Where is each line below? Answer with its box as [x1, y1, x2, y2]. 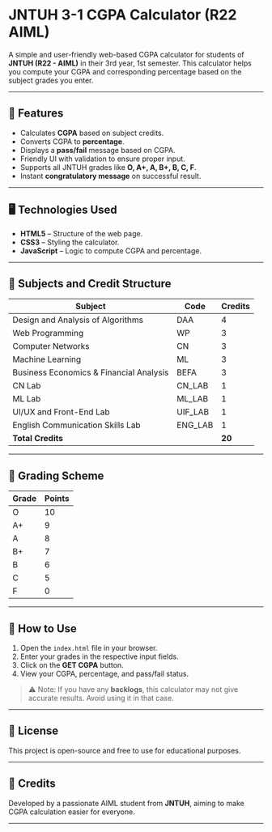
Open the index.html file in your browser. [19, 643, 158, 652]
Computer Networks [12, 341, 91, 352]
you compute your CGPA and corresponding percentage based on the [8, 66, 242, 76]
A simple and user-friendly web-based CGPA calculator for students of [8, 49, 244, 59]
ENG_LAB [176, 419, 214, 431]
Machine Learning [12, 354, 82, 365]
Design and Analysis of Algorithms [12, 314, 144, 325]
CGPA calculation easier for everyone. [8, 807, 135, 817]
